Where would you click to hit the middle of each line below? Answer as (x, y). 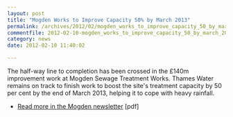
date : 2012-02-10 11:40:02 (46, 45)
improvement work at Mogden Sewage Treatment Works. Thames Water (110, 78)
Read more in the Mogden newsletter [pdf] (78, 106)
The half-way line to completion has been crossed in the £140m (98, 71)
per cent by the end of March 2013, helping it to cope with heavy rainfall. (111, 93)
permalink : (23, 26)
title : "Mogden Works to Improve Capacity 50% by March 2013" (99, 20)
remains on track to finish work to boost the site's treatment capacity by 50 (114, 86)
